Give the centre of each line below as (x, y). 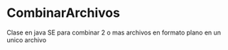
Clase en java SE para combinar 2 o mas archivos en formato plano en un (114, 32)
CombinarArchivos (63, 13)
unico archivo (27, 39)
